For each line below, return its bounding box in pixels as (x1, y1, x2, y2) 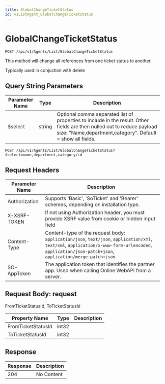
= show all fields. (56, 136, 96, 142)
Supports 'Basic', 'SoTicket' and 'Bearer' (45, 195, 138, 202)
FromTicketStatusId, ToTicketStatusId (5, 303, 81, 309)
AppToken (7, 270, 31, 277)
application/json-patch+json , (45, 248, 114, 255)
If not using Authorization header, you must (45, 209, 145, 216)
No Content (36, 371, 63, 378)
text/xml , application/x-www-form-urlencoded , (45, 242, 152, 249)
